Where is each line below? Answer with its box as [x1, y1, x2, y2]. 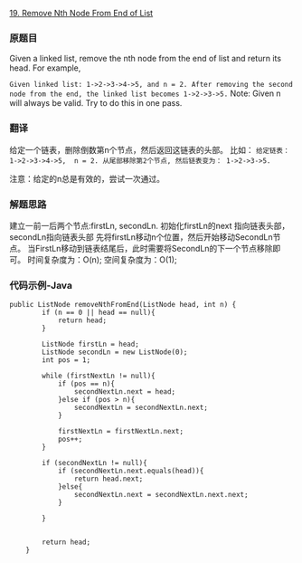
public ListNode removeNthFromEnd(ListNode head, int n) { [9, 301, 237, 310]
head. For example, [9, 62, 81, 73]
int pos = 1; [42, 356, 91, 365]
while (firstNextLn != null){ [42, 371, 156, 381]
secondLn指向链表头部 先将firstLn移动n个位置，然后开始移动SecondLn [9, 231, 273, 243]
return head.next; [73, 474, 144, 483]
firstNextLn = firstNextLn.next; [57, 427, 184, 436]
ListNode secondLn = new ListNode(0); [42, 348, 188, 357]
